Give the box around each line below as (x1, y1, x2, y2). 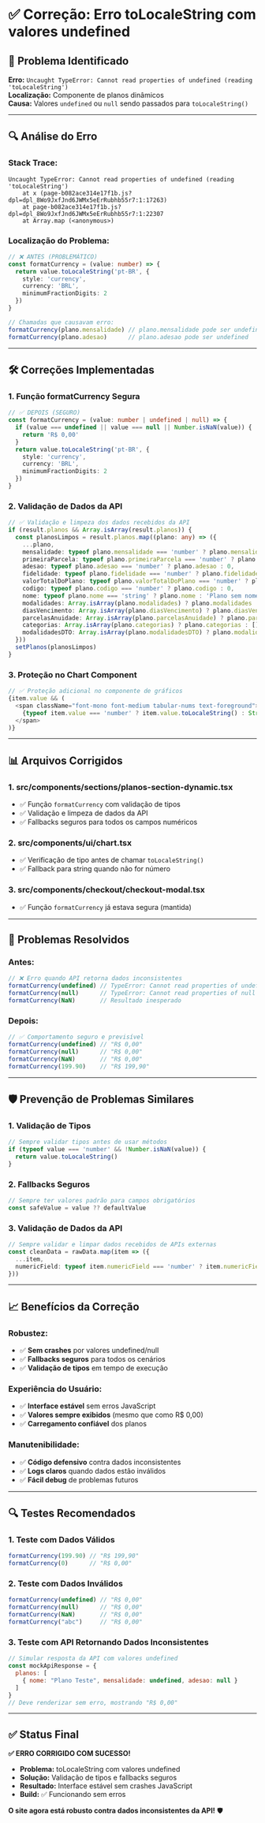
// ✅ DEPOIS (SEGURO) (8, 408, 81, 417)
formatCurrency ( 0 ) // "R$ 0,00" (8, 1560, 132, 1568)
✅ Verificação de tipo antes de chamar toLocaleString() (19, 856, 204, 865)
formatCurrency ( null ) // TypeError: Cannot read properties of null (8, 990, 256, 997)
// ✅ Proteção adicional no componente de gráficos (8, 688, 183, 695)
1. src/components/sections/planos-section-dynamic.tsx (8, 781, 233, 792)
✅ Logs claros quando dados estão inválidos (19, 1466, 166, 1475)
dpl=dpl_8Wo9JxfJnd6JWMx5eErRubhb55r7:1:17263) (8, 196, 168, 204)
